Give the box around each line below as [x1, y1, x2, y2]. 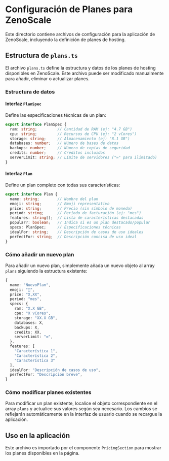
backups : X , [14, 325, 39, 330]
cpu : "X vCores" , [14, 311, 51, 316]
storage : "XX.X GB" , [14, 315, 58, 320]
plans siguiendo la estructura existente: [5, 268, 88, 274]
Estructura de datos [5, 88, 55, 95]
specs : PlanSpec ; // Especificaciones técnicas [10, 225, 121, 230]
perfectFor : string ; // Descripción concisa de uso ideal [10, 234, 137, 239]
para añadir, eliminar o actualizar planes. [5, 75, 90, 82]
